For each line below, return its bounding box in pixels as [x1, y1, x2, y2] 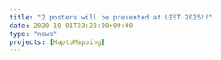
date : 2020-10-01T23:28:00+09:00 [9, 21, 134, 30]
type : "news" [9, 29, 58, 38]
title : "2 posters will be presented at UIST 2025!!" [9, 12, 214, 22]
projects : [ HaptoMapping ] [9, 37, 105, 47]
